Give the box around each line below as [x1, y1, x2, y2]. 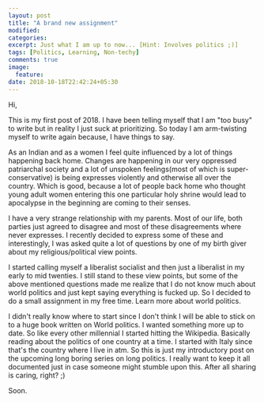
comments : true [8, 56, 58, 64]
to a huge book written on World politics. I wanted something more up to [8, 320, 244, 329]
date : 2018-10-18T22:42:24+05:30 [8, 78, 119, 86]
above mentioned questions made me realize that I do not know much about [8, 279, 256, 289]
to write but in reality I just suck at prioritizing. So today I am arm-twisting [8, 124, 247, 133]
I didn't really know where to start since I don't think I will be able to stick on [8, 311, 255, 321]
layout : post [8, 11, 51, 20]
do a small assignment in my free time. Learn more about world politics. [8, 296, 241, 305]
